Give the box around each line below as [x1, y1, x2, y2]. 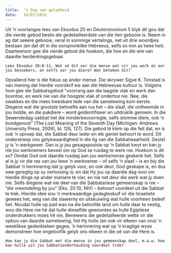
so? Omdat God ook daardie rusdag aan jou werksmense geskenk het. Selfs [5, 153, 164, 159]
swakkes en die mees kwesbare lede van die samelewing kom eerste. [5, 98, 152, 105]
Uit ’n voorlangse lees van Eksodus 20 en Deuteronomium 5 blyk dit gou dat [5, 26, 164, 32]
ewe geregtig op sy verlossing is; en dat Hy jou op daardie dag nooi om [5, 169, 155, 175]
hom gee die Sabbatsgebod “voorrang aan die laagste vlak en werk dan [5, 87, 156, 93]
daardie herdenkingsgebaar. [5, 53, 65, 59]
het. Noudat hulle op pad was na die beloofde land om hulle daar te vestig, [5, 201, 161, 207]
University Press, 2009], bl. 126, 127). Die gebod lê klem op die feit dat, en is [5, 125, 165, 132]
